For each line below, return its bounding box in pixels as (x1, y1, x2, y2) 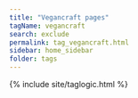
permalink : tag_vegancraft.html (9, 37, 129, 47)
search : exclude (9, 29, 69, 38)
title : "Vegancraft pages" (9, 12, 110, 22)
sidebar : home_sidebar (9, 46, 93, 55)
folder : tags (9, 54, 58, 63)
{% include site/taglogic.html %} (9, 79, 129, 89)
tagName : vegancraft (9, 21, 86, 30)
